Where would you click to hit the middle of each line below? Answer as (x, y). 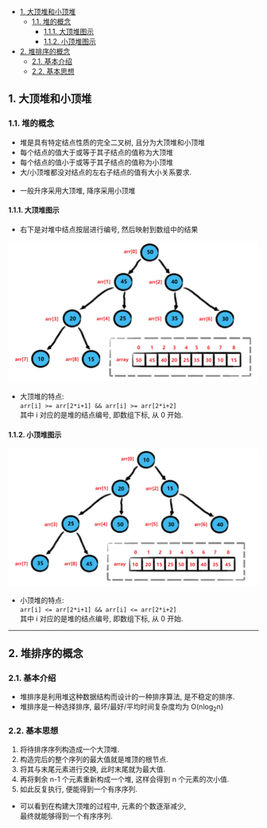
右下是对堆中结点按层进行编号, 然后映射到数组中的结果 (109, 229)
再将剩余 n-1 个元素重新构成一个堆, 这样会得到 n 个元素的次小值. (124, 779)
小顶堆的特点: (42, 600)
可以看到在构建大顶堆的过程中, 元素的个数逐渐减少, (103, 807)
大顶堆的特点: (42, 397)
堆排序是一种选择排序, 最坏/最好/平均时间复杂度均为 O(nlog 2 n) (122, 708)
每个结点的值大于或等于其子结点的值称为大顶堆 (96, 152)
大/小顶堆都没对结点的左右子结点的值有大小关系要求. (106, 172)
